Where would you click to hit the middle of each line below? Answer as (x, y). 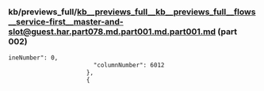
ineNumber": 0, (33, 58)
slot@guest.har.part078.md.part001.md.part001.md (112, 32)
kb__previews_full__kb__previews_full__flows (166, 12)
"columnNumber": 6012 (129, 66)
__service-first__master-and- (66, 21)
